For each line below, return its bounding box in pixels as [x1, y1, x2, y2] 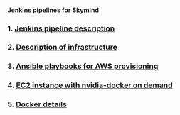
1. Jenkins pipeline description [7, 23, 115, 33]
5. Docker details [7, 99, 68, 109]
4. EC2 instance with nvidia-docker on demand [7, 80, 173, 90]
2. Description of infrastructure [7, 43, 117, 53]
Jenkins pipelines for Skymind [7, 6, 100, 14]
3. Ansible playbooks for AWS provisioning [7, 61, 159, 71]
